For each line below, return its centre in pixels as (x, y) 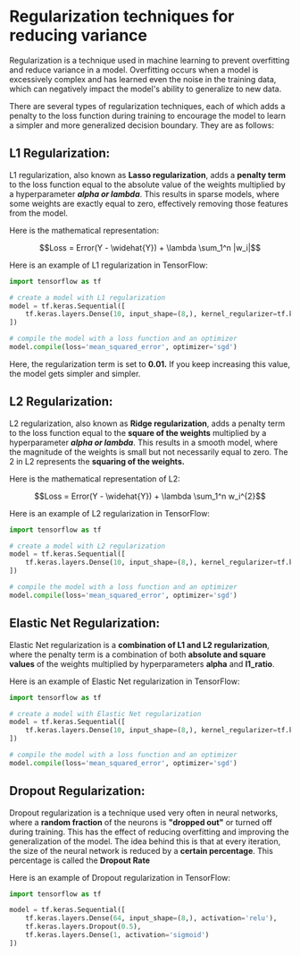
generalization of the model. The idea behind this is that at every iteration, (145, 841)
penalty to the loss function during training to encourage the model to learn (148, 115)
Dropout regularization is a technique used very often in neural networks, (144, 813)
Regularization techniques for (122, 17)
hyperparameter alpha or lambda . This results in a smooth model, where (144, 442)
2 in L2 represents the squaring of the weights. (97, 461)
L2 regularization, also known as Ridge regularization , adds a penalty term (147, 423)
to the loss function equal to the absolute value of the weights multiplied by (147, 184)
